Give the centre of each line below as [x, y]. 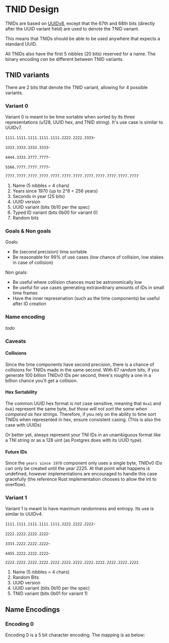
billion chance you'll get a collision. [42, 381]
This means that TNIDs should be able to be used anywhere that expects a [83, 39]
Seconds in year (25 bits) [39, 197]
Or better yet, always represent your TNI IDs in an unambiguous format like [83, 435]
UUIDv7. [14, 128]
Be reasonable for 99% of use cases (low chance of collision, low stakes [88, 257]
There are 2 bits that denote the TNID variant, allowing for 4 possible [76, 87]
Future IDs [16, 451]
